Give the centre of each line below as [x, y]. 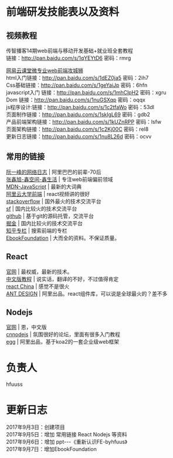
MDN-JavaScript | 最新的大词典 [44, 186]
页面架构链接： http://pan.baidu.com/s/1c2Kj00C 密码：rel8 [77, 129]
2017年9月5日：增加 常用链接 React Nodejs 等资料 [67, 435]
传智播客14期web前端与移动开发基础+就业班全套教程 [69, 51]
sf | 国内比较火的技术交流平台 [42, 208]
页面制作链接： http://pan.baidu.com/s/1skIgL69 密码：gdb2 [78, 114]
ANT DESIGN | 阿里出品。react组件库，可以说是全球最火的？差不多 [87, 293]
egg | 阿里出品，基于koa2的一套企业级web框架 [63, 342]
